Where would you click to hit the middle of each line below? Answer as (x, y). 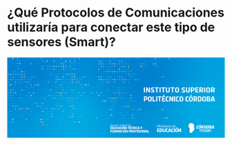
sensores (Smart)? (61, 42)
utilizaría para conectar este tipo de (111, 27)
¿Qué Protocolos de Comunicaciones (116, 13)
